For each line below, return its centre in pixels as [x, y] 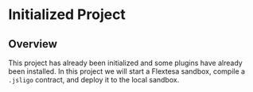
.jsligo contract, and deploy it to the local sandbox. [94, 80]
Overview [33, 44]
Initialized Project [67, 15]
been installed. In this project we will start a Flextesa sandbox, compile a [127, 71]
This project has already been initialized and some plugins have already [125, 63]
